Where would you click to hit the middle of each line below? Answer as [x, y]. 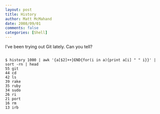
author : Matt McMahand [28, 19]
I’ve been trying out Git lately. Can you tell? [49, 47]
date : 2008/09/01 [23, 23]
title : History [21, 14]
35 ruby [13, 86]
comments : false [22, 28]
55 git [12, 69]
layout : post [19, 10]
